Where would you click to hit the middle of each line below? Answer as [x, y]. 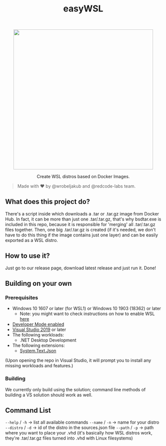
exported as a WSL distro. [32, 240]
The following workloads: [38, 335]
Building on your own [38, 283]
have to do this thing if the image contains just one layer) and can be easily [82, 235]
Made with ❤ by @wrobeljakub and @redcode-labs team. [76, 186]
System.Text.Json [38, 351]
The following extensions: [39, 345]
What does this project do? [48, 202]
